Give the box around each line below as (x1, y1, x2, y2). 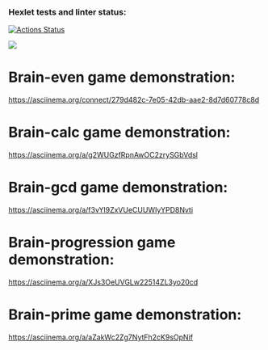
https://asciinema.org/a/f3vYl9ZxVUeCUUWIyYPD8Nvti (8, 205, 194, 215)
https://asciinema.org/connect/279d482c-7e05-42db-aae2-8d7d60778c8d (8, 95, 260, 105)
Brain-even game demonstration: (8, 68, 236, 86)
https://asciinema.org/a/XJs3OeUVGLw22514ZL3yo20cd (8, 277, 199, 287)
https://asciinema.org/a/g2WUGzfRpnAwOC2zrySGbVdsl (8, 150, 198, 160)
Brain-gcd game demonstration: (8, 179, 228, 196)
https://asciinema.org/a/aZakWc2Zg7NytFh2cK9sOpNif (8, 332, 194, 342)
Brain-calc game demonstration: (8, 124, 231, 141)
